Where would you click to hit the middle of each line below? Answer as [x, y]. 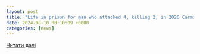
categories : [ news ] [30, 28]
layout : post [22, 12]
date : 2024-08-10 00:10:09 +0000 [48, 23]
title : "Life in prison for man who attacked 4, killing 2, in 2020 [93, 17]
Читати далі [21, 45]
